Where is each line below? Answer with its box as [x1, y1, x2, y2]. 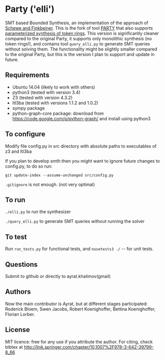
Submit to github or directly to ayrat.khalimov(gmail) [5, 273, 111, 279]
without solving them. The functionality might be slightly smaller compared [5, 46, 157, 52]
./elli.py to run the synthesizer [5, 209, 71, 215]
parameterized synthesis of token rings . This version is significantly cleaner [5, 30, 159, 36]
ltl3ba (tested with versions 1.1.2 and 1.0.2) [12, 100, 99, 106]
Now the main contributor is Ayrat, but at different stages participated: [5, 301, 148, 307]
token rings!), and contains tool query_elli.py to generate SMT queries [5, 41, 150, 46]
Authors [5, 288, 31, 296]
